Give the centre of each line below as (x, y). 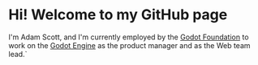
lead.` (18, 54)
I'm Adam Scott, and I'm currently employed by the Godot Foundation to (129, 37)
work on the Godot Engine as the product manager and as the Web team (129, 45)
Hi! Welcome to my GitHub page (118, 15)
